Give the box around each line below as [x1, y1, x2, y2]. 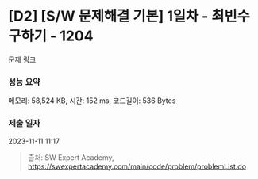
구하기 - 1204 [8, 27, 94, 45]
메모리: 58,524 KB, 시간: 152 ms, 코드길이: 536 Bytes [8, 96, 176, 105]
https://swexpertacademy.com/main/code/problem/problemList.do [27, 162, 247, 171]
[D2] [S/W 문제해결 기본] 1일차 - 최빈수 [8, 7, 250, 25]
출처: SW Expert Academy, [27, 152, 114, 162]
